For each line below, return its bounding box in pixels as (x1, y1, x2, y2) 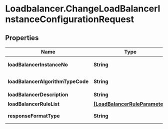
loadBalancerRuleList (7, 100, 60, 107)
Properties (5, 33, 39, 42)
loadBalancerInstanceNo (7, 61, 68, 68)
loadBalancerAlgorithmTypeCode (7, 78, 89, 85)
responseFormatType (7, 112, 60, 119)
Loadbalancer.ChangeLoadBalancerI (5, 3, 160, 14)
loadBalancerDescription (7, 91, 68, 98)
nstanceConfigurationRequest (5, 13, 134, 25)
